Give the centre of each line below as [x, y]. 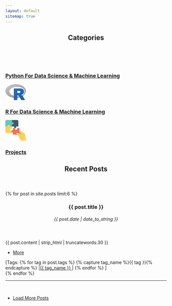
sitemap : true [20, 16]
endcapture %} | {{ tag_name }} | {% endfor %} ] [56, 268]
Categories [86, 38]
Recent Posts [86, 169]
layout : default [23, 11]
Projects [16, 152]
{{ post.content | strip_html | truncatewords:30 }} [57, 243]
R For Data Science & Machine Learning [55, 112]
